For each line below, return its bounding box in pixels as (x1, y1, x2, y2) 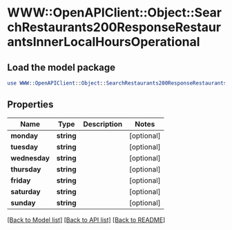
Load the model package (7, 61, 116, 73)
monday (10, 131, 39, 140)
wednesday (10, 153, 50, 163)
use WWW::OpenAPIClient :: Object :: (7, 80, 107, 87)
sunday (10, 198, 36, 207)
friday (10, 176, 31, 185)
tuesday (10, 142, 39, 151)
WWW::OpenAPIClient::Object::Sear (7, 5, 222, 21)
